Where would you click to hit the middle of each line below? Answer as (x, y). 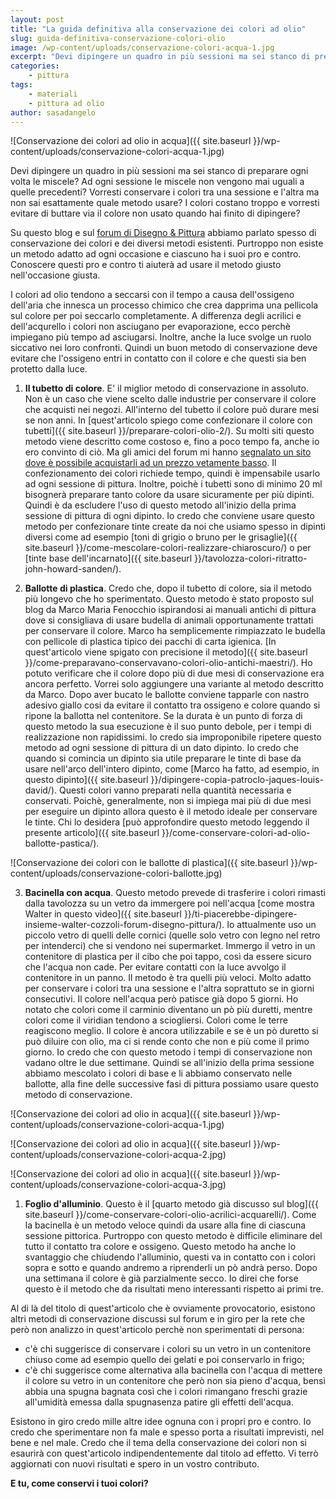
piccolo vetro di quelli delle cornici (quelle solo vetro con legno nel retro (172, 935)
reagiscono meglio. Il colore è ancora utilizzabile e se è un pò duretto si (171, 1031)
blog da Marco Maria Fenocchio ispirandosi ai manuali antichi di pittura (170, 610)
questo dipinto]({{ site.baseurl (86, 780)
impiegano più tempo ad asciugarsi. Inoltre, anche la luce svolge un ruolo (161, 337)
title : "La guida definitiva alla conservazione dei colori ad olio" (158, 29)
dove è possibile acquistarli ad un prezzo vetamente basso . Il (150, 463)
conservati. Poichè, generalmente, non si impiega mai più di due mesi (168, 801)
